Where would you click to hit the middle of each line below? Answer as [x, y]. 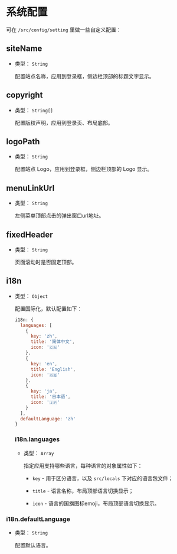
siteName [24, 49]
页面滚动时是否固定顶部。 [46, 262]
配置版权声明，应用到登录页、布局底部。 [64, 122]
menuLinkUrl [30, 188]
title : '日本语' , [50, 397]
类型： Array [39, 453]
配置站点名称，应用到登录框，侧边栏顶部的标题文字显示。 [84, 76]
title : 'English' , [53, 369]
